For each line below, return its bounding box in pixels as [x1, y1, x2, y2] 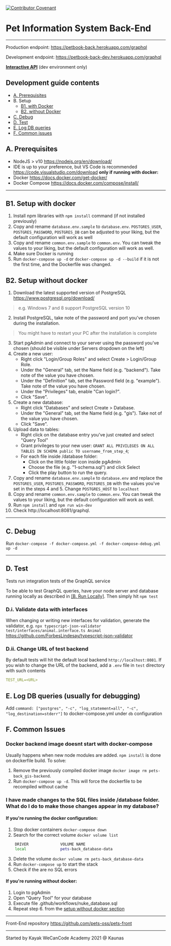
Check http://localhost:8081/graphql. [13, 508, 90, 514]
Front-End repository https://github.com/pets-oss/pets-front [6, 920, 132, 926]
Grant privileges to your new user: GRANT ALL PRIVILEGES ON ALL [20, 442, 155, 449]
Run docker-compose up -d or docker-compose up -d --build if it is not [13, 256, 159, 262]
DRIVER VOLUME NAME [15, 842, 86, 847]
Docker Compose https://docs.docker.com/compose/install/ [13, 180, 139, 186]
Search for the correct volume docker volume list [13, 832, 119, 838]
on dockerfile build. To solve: [6, 757, 66, 763]
